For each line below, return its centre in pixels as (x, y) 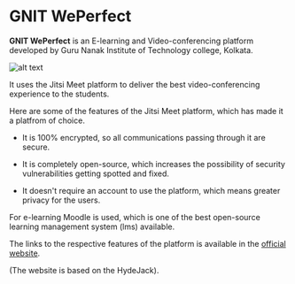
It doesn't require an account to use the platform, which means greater (151, 190)
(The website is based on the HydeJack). (84, 270)
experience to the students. (59, 94)
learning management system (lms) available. (92, 226)
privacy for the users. (61, 200)
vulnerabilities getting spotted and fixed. (96, 173)
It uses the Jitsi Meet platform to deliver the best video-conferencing (135, 84)
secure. (36, 147)
